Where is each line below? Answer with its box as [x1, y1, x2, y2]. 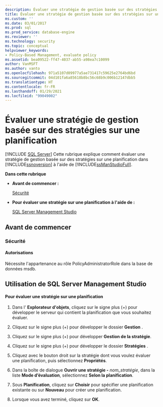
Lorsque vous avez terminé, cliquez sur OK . [12, 396, 100, 403]
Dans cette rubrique [5, 171, 46, 177]
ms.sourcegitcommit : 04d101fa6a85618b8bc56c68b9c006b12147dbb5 [5, 75, 136, 80]
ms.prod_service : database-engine [5, 30, 75, 35]
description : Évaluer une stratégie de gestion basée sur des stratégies [5, 7, 158, 12]
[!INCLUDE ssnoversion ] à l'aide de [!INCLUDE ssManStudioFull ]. [5, 162, 132, 167]
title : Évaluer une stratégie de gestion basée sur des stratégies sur [5, 12, 153, 17]
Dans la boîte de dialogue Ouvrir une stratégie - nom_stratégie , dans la [12, 367, 155, 373]
